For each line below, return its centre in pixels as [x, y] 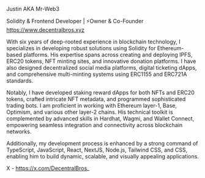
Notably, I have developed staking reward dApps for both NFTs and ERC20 [100, 92]
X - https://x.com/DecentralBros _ [48, 168]
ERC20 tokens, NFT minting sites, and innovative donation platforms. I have [101, 61]
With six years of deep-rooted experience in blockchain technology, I [93, 42]
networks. [19, 132]
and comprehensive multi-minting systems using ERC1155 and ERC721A [97, 74]
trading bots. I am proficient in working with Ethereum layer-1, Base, [92, 106]
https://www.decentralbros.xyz [45, 30]
